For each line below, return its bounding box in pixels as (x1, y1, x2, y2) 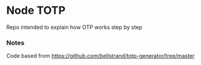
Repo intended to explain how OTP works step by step (6, 23, 143, 31)
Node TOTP (6, 4, 66, 17)
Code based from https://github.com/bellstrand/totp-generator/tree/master (6, 52, 195, 60)
